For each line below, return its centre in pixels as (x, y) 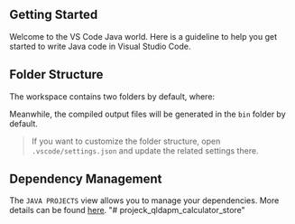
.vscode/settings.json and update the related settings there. (145, 150)
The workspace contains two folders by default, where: (112, 96)
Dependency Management (86, 179)
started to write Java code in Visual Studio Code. (100, 46)
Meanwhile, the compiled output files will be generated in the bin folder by (147, 114)
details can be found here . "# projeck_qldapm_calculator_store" (127, 210)
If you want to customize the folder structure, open (126, 141)
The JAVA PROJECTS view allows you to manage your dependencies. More (144, 201)
